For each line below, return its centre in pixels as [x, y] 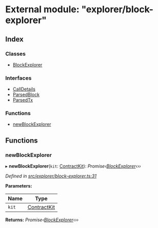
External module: [42, 9]
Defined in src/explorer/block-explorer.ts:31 [51, 176]
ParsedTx [23, 100]
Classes [16, 54]
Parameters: [19, 186]
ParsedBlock [26, 95]
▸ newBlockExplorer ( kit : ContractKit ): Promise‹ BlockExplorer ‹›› [73, 166]
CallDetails [24, 89]
